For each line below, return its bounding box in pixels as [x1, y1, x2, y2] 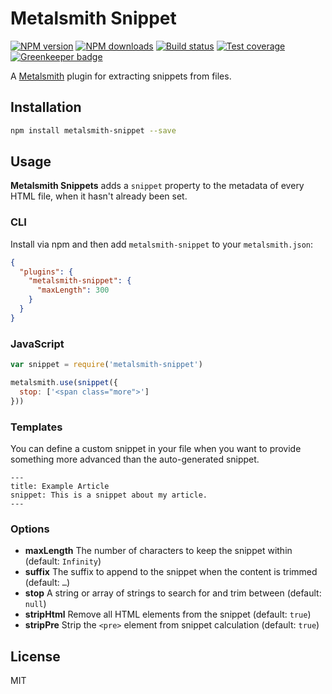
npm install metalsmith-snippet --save [10, 125, 177, 136]
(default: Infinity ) [24, 555, 102, 567]
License [10, 648, 61, 665]
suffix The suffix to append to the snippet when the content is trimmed [24, 566, 318, 578]
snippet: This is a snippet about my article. [10, 490, 208, 500]
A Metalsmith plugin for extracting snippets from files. [10, 70, 232, 82]
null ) [24, 598, 47, 610]
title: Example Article [10, 481, 110, 491]
